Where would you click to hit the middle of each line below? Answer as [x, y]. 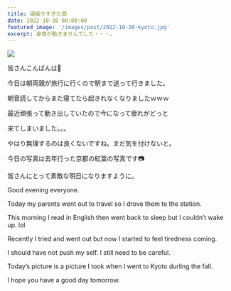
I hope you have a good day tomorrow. [64, 280]
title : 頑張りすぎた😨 [37, 14]
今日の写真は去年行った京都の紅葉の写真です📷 [76, 159]
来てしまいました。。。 [38, 128]
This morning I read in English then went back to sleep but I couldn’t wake [116, 218]
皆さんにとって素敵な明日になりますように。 [72, 176]
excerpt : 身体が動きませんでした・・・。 [61, 34]
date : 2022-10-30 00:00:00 [47, 21]
